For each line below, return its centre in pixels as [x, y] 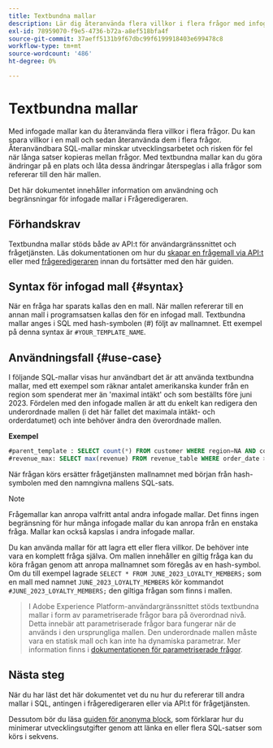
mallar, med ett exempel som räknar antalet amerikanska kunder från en [129, 386]
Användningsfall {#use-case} [85, 357]
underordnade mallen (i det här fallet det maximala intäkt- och [112, 412]
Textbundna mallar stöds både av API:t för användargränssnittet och [123, 244]
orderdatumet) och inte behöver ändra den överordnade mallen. [115, 420]
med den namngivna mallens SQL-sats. [109, 483]
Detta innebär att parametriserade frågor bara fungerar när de [132, 624]
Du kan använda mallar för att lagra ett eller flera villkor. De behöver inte [129, 547]
